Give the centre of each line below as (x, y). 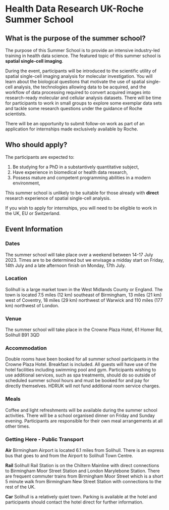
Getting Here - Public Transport (45, 439)
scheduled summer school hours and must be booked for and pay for (77, 381)
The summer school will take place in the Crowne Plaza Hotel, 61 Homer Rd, (84, 330)
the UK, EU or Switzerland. (33, 213)
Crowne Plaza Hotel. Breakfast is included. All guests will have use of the (81, 364)
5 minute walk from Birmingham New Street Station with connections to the (83, 481)
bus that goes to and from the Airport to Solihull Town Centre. (69, 455)
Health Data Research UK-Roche (74, 9)
